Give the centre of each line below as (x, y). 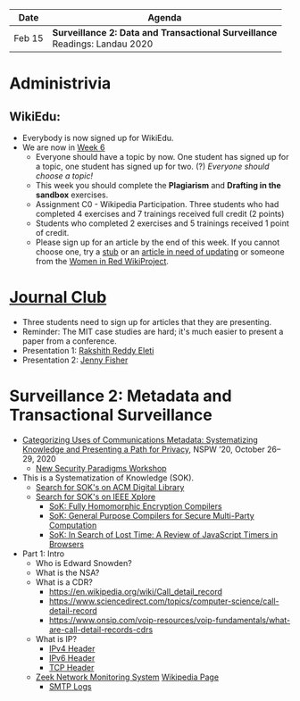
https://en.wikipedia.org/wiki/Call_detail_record (136, 591)
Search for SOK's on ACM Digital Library (110, 487)
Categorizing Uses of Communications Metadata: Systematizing (140, 439)
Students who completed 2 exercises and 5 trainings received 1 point (162, 223)
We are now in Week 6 (63, 147)
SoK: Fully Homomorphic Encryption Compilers (135, 506)
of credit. (52, 233)
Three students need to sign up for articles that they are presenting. (147, 321)
